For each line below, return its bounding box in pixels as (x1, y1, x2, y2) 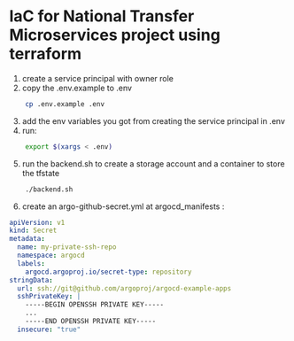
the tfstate (21, 167, 60, 178)
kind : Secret (9, 226, 58, 236)
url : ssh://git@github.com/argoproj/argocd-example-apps (17, 283, 232, 293)
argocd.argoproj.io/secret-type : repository (25, 267, 192, 276)
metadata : (9, 235, 46, 244)
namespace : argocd (17, 251, 86, 260)
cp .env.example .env (25, 99, 104, 108)
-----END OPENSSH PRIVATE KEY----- (25, 317, 157, 326)
